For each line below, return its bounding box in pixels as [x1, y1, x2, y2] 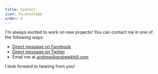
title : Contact [5, 7, 36, 12]
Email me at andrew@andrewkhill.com [12, 54, 89, 60]
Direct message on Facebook [12, 44, 71, 50]
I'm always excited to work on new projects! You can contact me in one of [5, 30, 153, 35]
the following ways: [5, 34, 44, 40]
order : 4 [5, 16, 23, 21]
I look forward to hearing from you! [5, 63, 75, 69]
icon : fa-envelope [5, 12, 42, 16]
